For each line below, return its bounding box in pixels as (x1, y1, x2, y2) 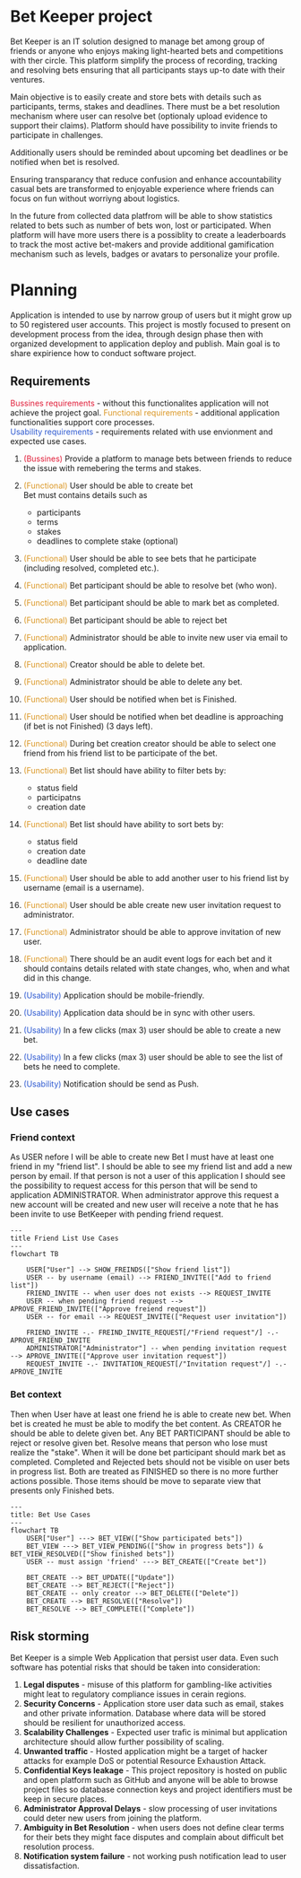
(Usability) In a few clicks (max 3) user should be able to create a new (22, 1025, 281, 1035)
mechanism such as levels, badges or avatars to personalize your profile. (10, 249, 280, 259)
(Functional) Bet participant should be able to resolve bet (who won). (22, 580, 277, 590)
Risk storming (10, 1629, 90, 1644)
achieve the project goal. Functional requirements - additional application (10, 406, 280, 418)
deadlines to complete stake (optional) (36, 536, 178, 546)
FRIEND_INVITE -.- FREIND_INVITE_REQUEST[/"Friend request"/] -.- (26, 1328, 279, 1338)
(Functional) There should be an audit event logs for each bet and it (22, 953, 272, 964)
